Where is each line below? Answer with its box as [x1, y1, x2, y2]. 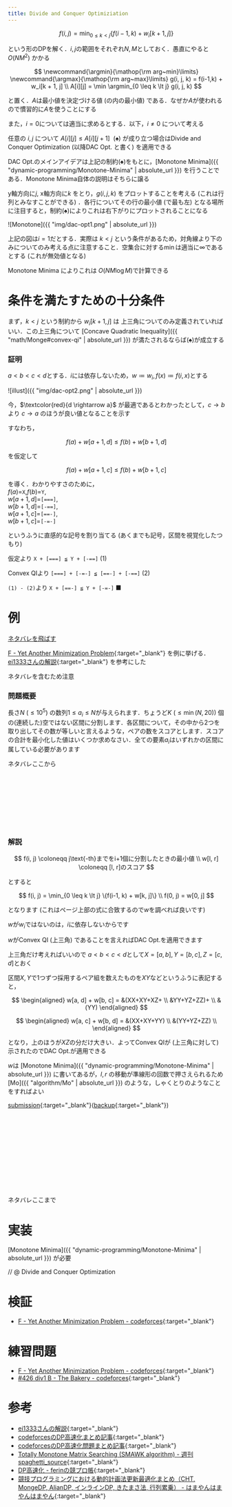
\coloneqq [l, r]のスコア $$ [78, 862, 154, 871]
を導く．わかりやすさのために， [8, 479, 98, 488]
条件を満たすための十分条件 [8, 293, 165, 309]
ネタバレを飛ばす [8, 634, 56, 643]
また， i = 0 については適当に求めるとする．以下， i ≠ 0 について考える [8, 120, 204, 128]
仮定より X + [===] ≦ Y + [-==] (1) [8, 554, 107, 562]
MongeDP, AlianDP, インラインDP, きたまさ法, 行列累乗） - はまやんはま [17, 1484, 222, 1492]
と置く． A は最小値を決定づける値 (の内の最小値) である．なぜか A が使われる [8, 96, 223, 105]
